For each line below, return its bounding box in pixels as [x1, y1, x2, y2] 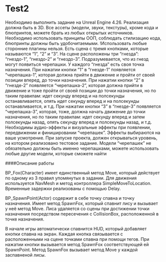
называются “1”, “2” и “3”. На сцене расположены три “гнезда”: [5, 50, 139, 57]
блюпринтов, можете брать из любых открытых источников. [5, 30, 134, 36]
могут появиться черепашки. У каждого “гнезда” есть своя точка [5, 61, 145, 67]
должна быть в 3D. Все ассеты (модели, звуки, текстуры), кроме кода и [5, 24, 159, 30]
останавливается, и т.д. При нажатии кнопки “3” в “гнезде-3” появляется [5, 103, 161, 109]
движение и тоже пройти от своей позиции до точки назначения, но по [5, 87, 156, 93]
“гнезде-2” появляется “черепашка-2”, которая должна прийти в [5, 82, 143, 88]
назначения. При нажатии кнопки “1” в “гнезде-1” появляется [5, 66, 136, 72]
